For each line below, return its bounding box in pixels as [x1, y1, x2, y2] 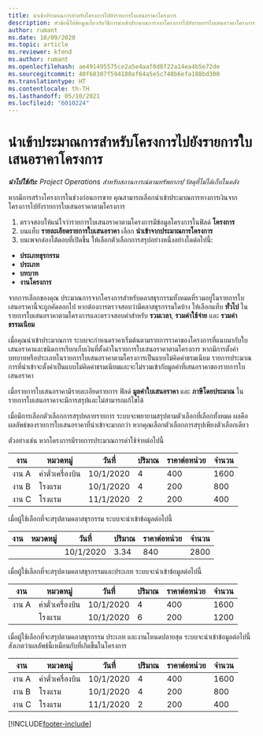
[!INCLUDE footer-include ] [8, 719, 92, 729]
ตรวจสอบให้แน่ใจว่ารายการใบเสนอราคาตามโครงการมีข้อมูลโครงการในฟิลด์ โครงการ [19, 217, 235, 227]
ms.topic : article [8, 41, 69, 49]
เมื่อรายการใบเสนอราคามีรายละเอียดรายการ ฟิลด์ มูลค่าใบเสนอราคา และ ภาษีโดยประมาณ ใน [8, 386, 244, 396]
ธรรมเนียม [8, 320, 35, 329]
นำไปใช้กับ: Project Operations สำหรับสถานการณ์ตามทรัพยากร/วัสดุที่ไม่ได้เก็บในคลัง [8, 177, 239, 187]
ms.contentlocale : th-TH [8, 84, 90, 93]
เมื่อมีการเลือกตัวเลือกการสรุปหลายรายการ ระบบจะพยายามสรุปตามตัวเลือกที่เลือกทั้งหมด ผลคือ [8, 411, 248, 421]
